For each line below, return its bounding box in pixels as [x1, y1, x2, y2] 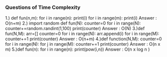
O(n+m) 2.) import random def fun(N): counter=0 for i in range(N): [5, 20, 141, 26]
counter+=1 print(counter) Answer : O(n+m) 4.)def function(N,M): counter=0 [5, 36, 162, 42]
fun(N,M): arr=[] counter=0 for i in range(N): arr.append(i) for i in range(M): [5, 31, 160, 37]
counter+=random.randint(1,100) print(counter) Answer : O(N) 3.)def [5, 26, 145, 31]
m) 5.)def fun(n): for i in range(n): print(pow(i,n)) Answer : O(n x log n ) [5, 46, 150, 53]
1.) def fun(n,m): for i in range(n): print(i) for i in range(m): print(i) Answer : [5, 15, 157, 21]
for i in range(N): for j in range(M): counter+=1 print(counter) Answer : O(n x [5, 41, 161, 47]
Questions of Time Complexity [5, 4, 81, 11]
